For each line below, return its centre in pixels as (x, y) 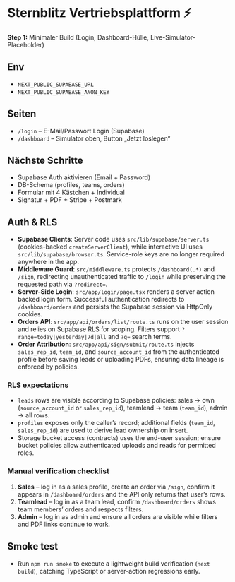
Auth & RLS (32, 222)
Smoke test (33, 546)
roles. (26, 453)
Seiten (22, 114)
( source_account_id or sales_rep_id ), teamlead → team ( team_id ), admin (122, 408)
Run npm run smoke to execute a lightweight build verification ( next (114, 563)
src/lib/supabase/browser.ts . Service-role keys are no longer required (121, 254)
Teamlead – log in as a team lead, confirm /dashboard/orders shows (117, 501)
